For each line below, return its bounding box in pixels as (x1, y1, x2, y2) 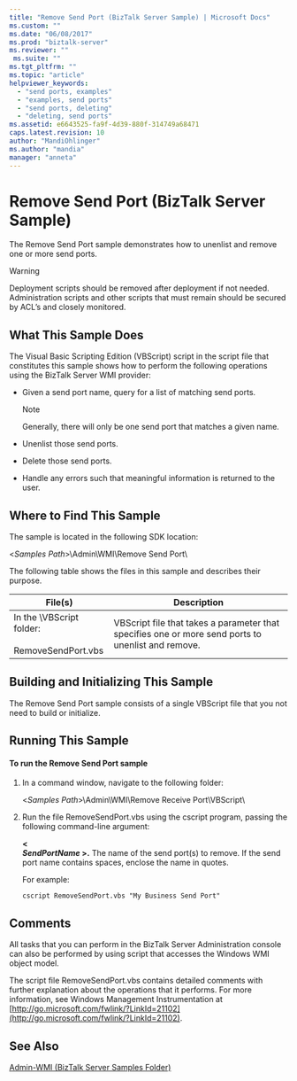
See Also (9, 1038, 59, 1054)
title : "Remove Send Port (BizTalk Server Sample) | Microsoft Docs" (9, 12, 271, 22)
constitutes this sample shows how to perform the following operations (9, 361, 268, 371)
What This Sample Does (9, 327, 144, 342)
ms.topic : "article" (9, 71, 86, 80)
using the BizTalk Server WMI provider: (9, 369, 152, 381)
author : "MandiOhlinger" (9, 136, 101, 145)
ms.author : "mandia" (9, 144, 86, 153)
